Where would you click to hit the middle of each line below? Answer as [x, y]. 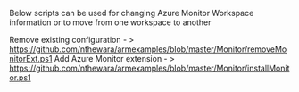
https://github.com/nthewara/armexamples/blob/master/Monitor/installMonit [149, 68]
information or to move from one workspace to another [110, 22]
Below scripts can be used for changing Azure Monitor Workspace [132, 13]
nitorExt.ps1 [31, 59]
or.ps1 [20, 78]
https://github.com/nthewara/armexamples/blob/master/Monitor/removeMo [148, 49]
